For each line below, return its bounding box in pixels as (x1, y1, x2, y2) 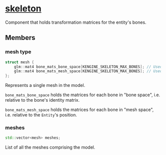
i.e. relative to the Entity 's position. (5, 112, 78, 118)
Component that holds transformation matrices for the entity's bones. (5, 19, 147, 25)
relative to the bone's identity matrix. (5, 97, 80, 103)
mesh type (5, 48, 32, 55)
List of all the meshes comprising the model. (5, 144, 95, 151)
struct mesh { (5, 60, 35, 65)
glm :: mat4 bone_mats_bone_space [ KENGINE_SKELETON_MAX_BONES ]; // (14, 64, 152, 69)
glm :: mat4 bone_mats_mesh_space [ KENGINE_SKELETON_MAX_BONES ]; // (14, 69, 152, 74)
